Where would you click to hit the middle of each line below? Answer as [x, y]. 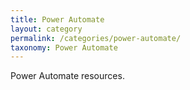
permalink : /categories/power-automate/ [96, 38]
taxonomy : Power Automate [64, 47]
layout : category [46, 29]
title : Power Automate [57, 19]
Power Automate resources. [67, 76]
